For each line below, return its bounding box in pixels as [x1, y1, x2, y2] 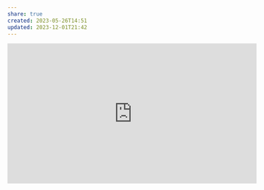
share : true [7, 10, 43, 18]
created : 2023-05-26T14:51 [7, 17, 88, 24]
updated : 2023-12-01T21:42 [7, 23, 88, 31]
